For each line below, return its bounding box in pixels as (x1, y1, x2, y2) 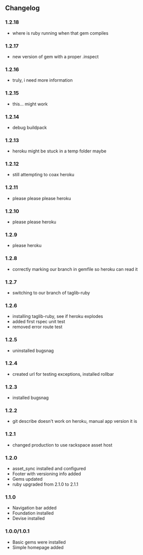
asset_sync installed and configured (12, 465, 86, 472)
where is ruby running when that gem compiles (12, 30, 109, 36)
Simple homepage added (12, 544, 64, 550)
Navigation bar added (12, 505, 57, 511)
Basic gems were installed (12, 539, 66, 545)
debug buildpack (12, 124, 47, 130)
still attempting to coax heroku (12, 172, 75, 178)
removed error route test (12, 324, 63, 330)
